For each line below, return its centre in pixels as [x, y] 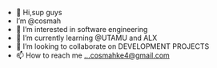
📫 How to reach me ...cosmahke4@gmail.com [92, 55]
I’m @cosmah [38, 21]
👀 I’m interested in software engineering [82, 29]
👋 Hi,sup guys [39, 12]
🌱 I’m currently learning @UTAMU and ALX [86, 38]
